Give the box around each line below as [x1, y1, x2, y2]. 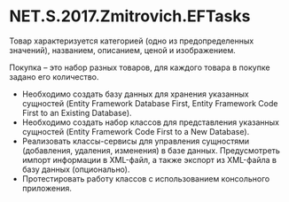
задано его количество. [9, 71, 99, 82]
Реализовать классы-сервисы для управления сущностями [21, 136, 250, 146]
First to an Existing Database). [21, 107, 132, 118]
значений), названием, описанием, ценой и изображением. [9, 44, 237, 55]
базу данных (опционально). [21, 164, 130, 175]
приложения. [21, 183, 73, 193]
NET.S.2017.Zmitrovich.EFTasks [9, 6, 251, 27]
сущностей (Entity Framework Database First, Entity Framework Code [21, 97, 278, 108]
